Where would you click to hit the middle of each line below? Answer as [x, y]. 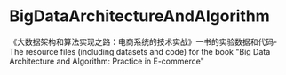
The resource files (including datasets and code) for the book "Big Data [140, 51]
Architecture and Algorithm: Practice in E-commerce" [107, 61]
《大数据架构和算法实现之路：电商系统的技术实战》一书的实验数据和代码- [143, 41]
